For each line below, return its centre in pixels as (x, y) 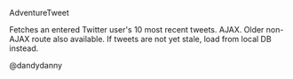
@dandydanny (36, 65)
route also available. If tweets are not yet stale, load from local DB (152, 39)
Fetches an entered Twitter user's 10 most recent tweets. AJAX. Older (137, 29)
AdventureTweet (39, 13)
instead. (24, 48)
